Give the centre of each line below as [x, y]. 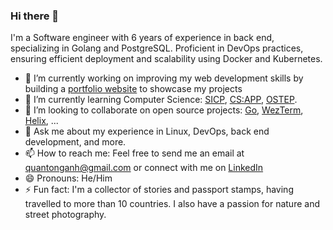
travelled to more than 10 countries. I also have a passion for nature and [172, 204]
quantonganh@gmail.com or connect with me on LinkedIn [144, 168]
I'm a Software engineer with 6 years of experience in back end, [142, 38]
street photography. [65, 215]
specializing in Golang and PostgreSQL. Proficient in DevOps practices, [157, 48]
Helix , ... [41, 121]
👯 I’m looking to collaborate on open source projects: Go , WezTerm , [164, 110]
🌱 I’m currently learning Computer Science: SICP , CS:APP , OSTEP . [161, 100]
